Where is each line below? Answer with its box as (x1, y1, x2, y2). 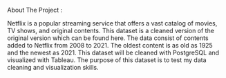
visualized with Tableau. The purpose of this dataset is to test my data (7, 56, 207, 64)
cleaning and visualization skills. (7, 64, 99, 71)
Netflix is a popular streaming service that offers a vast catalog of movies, (7, 19, 218, 27)
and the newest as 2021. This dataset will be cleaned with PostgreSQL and (7, 48, 220, 57)
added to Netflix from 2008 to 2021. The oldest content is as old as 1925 (7, 41, 213, 49)
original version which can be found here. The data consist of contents (7, 34, 209, 42)
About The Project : (7, 6, 63, 14)
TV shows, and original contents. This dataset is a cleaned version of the (7, 27, 214, 35)
